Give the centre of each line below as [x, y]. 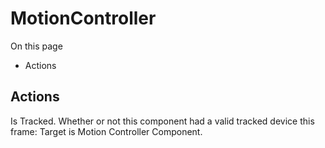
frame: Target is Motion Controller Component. [106, 131]
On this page [36, 46]
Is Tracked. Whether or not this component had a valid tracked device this [162, 121]
